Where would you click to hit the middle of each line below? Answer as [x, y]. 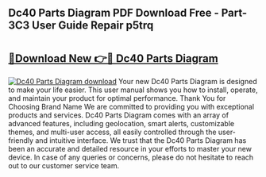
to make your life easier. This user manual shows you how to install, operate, [133, 90]
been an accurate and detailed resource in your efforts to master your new [130, 149]
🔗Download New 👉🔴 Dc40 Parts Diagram [113, 58]
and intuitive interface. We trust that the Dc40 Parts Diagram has [141, 140]
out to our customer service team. [64, 165]
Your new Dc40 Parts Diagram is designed [188, 81]
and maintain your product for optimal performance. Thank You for [117, 98]
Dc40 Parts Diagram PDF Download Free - [114, 13]
